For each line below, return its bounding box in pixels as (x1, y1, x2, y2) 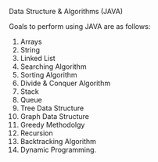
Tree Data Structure (20, 103, 84, 113)
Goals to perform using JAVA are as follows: (9, 22, 151, 31)
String (20, 45, 41, 54)
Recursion (20, 128, 53, 138)
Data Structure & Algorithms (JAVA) (9, 7, 124, 16)
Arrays (20, 37, 42, 46)
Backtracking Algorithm (20, 137, 97, 146)
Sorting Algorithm (20, 70, 77, 79)
